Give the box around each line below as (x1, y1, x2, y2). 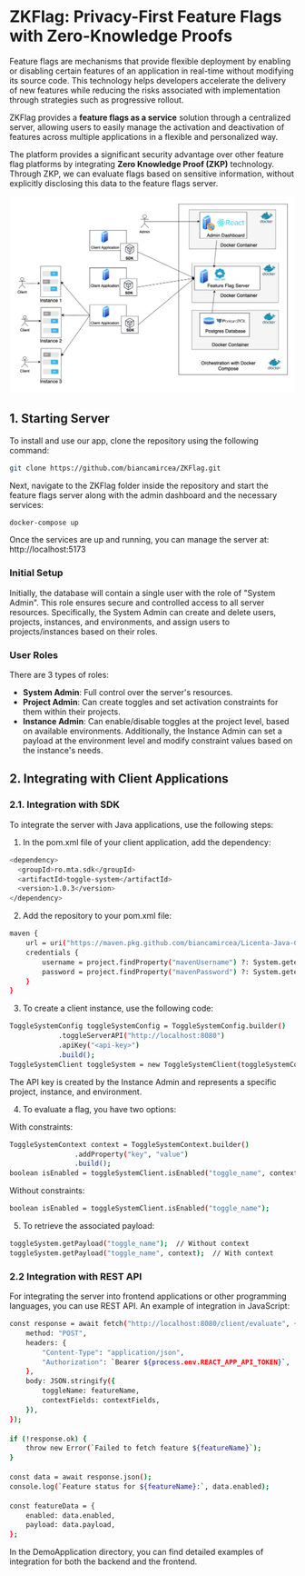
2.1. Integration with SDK (9, 798, 121, 811)
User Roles (9, 648, 59, 661)
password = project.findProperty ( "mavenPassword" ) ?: (42, 967, 250, 976)
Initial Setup (9, 566, 64, 579)
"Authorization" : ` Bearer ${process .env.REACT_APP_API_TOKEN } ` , (42, 1357, 290, 1367)
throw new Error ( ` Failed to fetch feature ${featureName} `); (25, 1443, 261, 1453)
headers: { (25, 1338, 67, 1347)
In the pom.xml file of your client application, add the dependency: (22, 836, 271, 847)
